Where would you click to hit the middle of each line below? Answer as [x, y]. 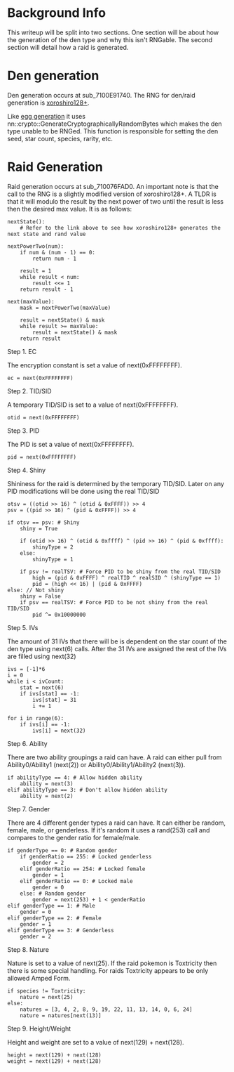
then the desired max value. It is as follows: [69, 209]
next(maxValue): [31, 301]
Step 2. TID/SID [29, 391]
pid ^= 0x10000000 [59, 615]
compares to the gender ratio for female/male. [74, 837]
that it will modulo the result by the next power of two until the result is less [116, 201]
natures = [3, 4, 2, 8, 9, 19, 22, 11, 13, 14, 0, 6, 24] [106, 1009]
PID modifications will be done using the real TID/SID [83, 491]
